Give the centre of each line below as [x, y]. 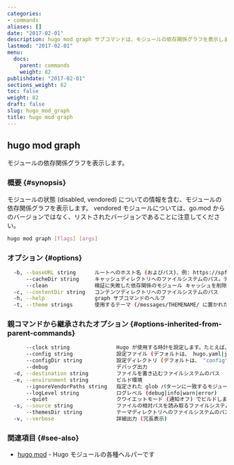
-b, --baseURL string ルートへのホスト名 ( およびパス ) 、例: [102, 272]
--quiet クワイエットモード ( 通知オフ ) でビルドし [124, 400]
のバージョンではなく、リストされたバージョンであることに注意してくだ [111, 216]
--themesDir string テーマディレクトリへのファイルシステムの [123, 412]
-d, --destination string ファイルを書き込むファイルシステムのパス [117, 373]
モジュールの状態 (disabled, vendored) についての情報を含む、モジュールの [115, 199]
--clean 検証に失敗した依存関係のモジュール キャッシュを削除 [126, 285]
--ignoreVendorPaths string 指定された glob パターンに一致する [116, 386]
